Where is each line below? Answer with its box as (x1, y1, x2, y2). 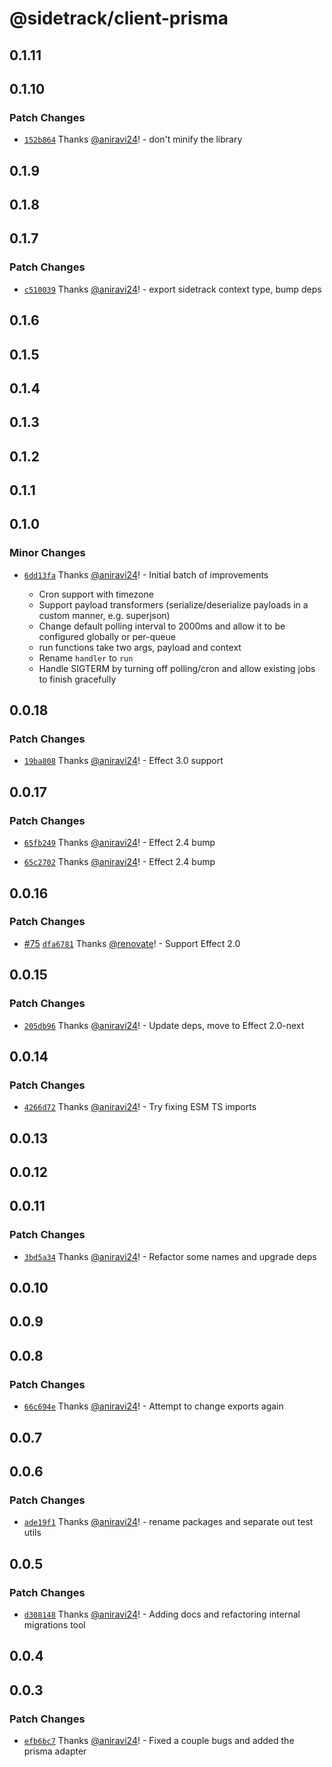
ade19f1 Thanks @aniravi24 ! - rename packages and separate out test (23, 1516, 314, 1528)
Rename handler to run (38, 652, 134, 664)
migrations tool (23, 1618, 86, 1631)
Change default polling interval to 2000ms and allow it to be (38, 620, 286, 632)
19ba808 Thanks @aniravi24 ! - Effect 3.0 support (23, 755, 224, 767)
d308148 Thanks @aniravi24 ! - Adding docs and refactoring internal (23, 1608, 301, 1620)
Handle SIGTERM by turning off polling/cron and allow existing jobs (38, 662, 316, 674)
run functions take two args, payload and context (38, 641, 242, 653)
